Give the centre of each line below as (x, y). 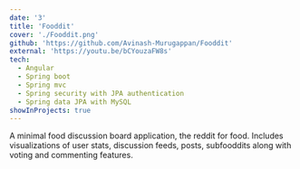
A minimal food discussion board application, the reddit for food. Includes (146, 136)
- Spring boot (44, 77)
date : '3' (28, 18)
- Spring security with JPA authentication (101, 93)
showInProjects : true (50, 110)
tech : (19, 60)
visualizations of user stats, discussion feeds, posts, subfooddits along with (150, 146)
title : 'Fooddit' (42, 26)
